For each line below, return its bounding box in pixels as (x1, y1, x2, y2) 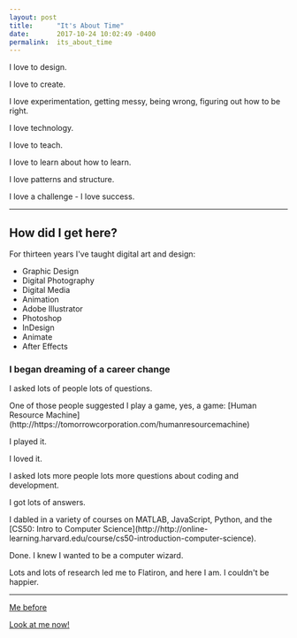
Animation (21, 294, 59, 305)
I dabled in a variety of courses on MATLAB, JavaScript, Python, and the (9, 514, 272, 525)
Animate (21, 332, 53, 342)
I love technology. (9, 123, 74, 134)
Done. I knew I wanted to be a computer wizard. (9, 550, 184, 561)
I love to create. (9, 79, 66, 89)
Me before (9, 603, 47, 613)
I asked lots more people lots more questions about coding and (9, 471, 239, 481)
